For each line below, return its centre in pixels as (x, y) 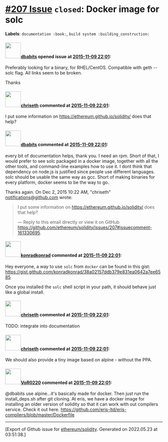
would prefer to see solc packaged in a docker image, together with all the (82, 161)
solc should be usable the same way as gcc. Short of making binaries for (80, 177)
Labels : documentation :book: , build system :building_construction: (77, 34)
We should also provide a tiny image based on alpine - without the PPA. (79, 360)
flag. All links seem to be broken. (48, 73)
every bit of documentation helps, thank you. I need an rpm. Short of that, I (82, 156)
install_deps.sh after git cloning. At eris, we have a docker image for (75, 399)
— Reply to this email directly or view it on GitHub (68, 222)
